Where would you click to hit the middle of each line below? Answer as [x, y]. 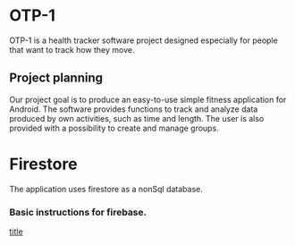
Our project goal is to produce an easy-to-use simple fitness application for [148, 99]
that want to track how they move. [72, 49]
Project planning [56, 78]
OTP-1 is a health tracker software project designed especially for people [144, 40]
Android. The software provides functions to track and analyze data [134, 109]
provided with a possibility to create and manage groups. [114, 128]
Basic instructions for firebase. [78, 212]
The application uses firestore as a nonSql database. [106, 189]
